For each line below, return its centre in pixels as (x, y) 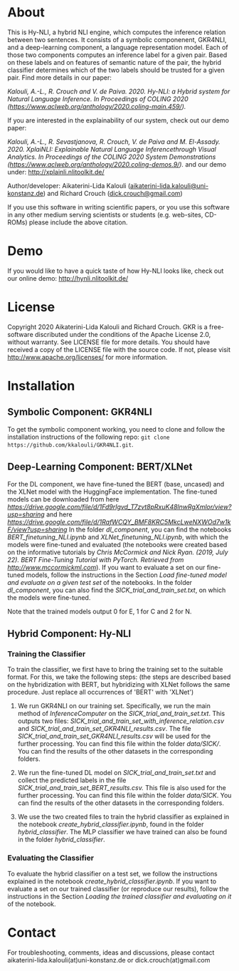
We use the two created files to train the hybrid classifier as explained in (123, 817)
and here (59, 514)
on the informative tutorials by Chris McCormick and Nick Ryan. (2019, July (118, 552)
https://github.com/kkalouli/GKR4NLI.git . (70, 444)
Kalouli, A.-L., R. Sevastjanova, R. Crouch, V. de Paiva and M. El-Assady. (114, 141)
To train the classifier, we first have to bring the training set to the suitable (115, 670)
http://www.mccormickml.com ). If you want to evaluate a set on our (106, 567)
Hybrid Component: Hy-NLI (69, 634)
